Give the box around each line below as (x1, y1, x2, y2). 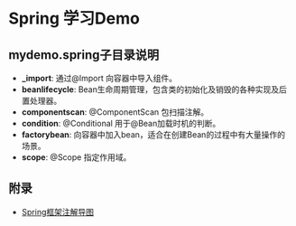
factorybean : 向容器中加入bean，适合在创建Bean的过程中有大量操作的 (21, 129, 286, 140)
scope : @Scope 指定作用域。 (21, 152, 132, 163)
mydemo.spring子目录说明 (8, 47, 160, 62)
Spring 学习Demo (8, 8, 141, 29)
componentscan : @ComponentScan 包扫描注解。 (21, 107, 209, 118)
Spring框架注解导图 (21, 206, 95, 217)
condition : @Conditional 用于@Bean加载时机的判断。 (21, 118, 221, 128)
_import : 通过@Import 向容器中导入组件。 (21, 73, 178, 83)
